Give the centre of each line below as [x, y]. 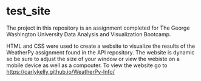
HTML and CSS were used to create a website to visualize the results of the [101, 46]
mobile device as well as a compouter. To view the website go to [87, 65]
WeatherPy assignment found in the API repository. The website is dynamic [101, 52]
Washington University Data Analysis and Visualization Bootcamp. [89, 34]
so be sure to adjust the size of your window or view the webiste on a [93, 59]
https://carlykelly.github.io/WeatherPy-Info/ [61, 71]
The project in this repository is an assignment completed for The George [98, 28]
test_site [28, 11]
